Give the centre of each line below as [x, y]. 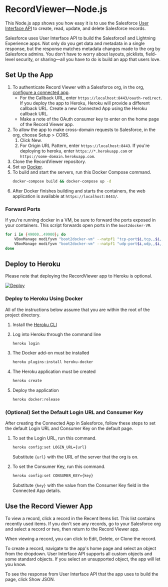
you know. [16, 564]
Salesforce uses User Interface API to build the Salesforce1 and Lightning [80, 38]
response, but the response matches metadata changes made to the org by [83, 48]
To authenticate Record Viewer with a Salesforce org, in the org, [78, 87]
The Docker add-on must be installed [51, 353]
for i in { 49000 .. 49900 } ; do [35, 234]
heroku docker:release [36, 399]
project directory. [23, 315]
